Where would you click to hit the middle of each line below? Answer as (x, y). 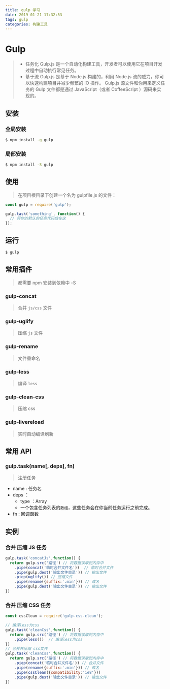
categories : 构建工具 (27, 24)
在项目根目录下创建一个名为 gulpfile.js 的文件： (67, 195)
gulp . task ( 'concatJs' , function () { (43, 558)
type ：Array (33, 502)
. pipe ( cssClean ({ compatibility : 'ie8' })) (58, 672)
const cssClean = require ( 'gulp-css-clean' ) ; (54, 616)
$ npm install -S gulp (29, 165)
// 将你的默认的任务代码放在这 (38, 218)
